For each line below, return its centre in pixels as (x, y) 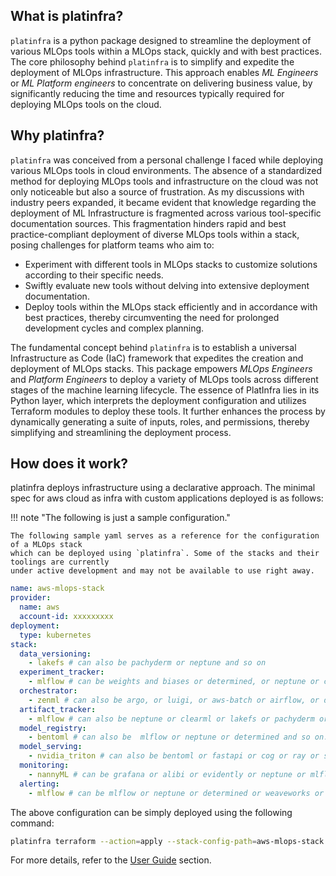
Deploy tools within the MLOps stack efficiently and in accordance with (171, 306)
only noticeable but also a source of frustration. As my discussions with (157, 191)
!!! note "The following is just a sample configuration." (120, 518)
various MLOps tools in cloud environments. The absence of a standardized (166, 170)
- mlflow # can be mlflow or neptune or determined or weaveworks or (176, 793)
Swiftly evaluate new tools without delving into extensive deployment (167, 285)
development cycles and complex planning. (114, 328)
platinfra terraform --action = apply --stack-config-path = (133, 841)
